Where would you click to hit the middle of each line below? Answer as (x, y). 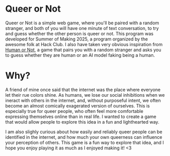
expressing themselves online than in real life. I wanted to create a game (81, 116)
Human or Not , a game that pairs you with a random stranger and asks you (83, 50)
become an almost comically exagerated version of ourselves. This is (78, 106)
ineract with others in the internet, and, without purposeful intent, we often (83, 100)
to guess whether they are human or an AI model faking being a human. (80, 55)
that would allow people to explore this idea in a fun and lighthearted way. (82, 122)
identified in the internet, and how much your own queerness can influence (84, 137)
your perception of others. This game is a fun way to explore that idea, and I (84, 142)
